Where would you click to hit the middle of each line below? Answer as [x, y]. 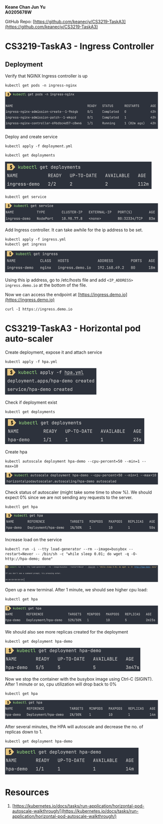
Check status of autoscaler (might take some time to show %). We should [78, 492]
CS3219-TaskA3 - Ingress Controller [80, 46]
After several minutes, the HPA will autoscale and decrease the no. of [74, 726]
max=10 [12, 466]
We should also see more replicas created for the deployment [67, 632]
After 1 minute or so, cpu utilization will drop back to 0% [61, 684]
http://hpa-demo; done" [29, 559]
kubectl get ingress [26, 244]
